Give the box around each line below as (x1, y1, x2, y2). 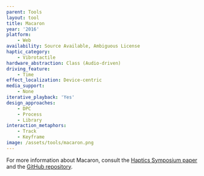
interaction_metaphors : (6, 123, 67, 129)
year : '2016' (6, 26, 40, 32)
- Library (17, 117, 43, 123)
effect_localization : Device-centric (6, 77, 102, 83)
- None (17, 89, 34, 95)
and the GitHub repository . (6, 163, 73, 170)
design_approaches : (6, 100, 56, 106)
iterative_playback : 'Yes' (6, 94, 75, 100)
